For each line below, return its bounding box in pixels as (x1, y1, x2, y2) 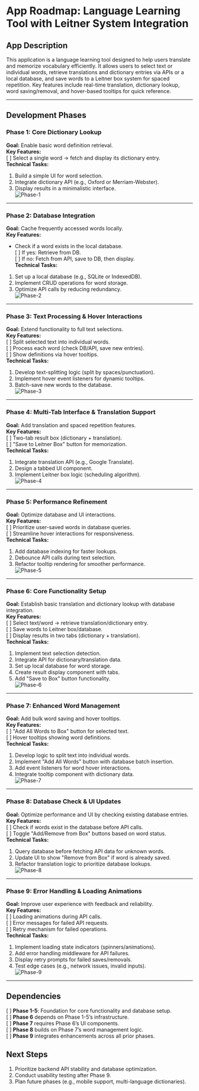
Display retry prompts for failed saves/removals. (14, 956, 132, 963)
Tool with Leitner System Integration (6, 17, 189, 30)
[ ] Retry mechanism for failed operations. (6, 925, 108, 933)
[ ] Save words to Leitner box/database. (6, 626, 102, 633)
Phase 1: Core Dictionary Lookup (6, 128, 102, 136)
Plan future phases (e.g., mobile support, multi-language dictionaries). (14, 1078, 187, 1085)
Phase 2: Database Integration (6, 211, 95, 220)
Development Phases (6, 110, 87, 120)
